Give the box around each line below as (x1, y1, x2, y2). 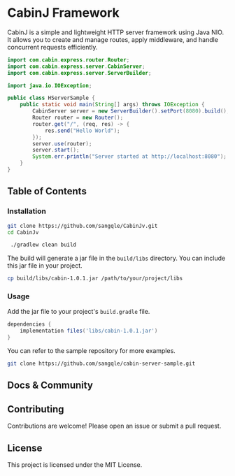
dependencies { (7, 321, 52, 328)
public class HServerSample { (7, 94, 96, 102)
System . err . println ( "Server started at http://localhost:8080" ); (32, 153, 227, 160)
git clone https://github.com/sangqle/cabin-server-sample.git (7, 360, 196, 368)
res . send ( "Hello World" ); (44, 127, 120, 134)
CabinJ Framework (7, 5, 120, 21)
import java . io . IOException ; (7, 82, 92, 89)
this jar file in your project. (7, 261, 83, 270)
